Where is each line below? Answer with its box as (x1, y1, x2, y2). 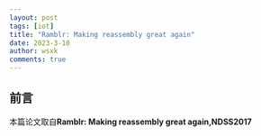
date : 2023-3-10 (9, 38, 70, 48)
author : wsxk (9, 47, 58, 56)
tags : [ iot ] (9, 22, 54, 31)
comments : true (9, 55, 67, 64)
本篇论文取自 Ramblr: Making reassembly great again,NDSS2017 (9, 116, 252, 127)
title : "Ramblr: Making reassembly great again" (9, 30, 195, 39)
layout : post (9, 13, 58, 23)
